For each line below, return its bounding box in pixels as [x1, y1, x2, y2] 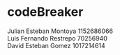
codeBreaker [7, 4, 84, 20]
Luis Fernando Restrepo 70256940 [7, 34, 108, 42]
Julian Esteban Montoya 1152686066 [7, 27, 114, 35]
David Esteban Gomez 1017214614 [7, 41, 106, 49]
